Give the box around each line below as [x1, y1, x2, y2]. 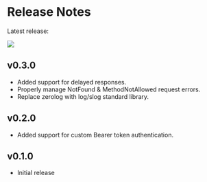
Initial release [16, 169, 55, 177]
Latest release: [7, 27, 49, 35]
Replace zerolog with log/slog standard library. [16, 92, 149, 100]
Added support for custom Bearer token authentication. [16, 130, 173, 139]
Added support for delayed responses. [16, 78, 127, 86]
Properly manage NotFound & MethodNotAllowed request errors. [16, 85, 201, 93]
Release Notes [7, 4, 91, 20]
